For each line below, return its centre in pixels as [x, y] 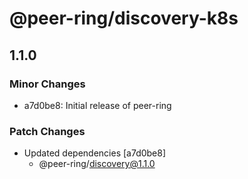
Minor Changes [47, 84]
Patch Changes [47, 131]
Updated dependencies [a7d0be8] [95, 153]
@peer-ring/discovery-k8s [124, 18]
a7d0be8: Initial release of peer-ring [97, 105]
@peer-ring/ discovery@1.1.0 [97, 164]
